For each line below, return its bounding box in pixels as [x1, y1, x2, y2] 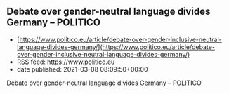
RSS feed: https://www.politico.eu [16, 58, 115, 66]
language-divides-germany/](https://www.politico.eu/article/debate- [16, 42, 216, 51]
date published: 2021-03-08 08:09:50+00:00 [16, 65, 148, 73]
